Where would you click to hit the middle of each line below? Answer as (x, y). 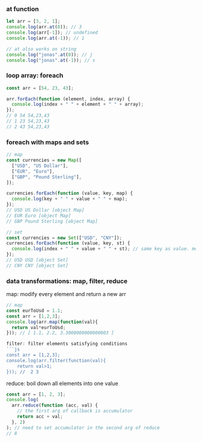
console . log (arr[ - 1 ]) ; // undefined (52, 33)
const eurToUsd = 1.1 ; (35, 310)
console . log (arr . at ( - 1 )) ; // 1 (45, 38)
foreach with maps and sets (47, 142)
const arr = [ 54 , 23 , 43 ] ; (40, 88)
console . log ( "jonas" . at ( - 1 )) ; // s (51, 60)
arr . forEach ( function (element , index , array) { (68, 99)
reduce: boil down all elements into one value (62, 383)
